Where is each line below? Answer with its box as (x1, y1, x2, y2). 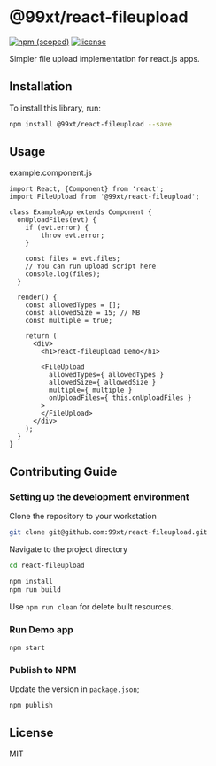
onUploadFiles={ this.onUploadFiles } (48, 394, 192, 402)
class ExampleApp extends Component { (9, 208, 152, 217)
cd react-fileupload (9, 561, 86, 570)
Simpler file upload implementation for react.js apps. (9, 53, 201, 64)
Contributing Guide (9, 463, 118, 479)
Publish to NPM (9, 663, 77, 676)
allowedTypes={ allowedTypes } (48, 371, 165, 379)
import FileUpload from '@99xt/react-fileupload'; (9, 193, 200, 202)
